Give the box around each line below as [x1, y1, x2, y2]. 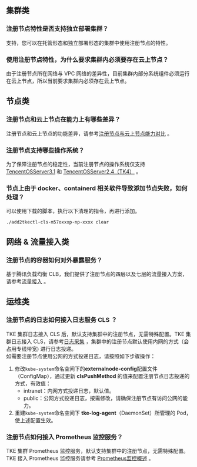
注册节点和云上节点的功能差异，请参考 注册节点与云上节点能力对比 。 [6, 130, 172, 137]
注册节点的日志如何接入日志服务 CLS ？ [6, 316, 118, 324]
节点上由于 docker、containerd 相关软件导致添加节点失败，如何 [6, 184, 188, 192]
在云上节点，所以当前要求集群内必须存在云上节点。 [6, 77, 130, 84]
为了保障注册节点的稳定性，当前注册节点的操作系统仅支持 [6, 160, 145, 167]
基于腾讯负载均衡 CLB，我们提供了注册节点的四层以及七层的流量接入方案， [6, 270, 188, 277]
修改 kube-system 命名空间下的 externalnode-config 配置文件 [14, 365, 158, 372]
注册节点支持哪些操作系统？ [6, 146, 85, 154]
